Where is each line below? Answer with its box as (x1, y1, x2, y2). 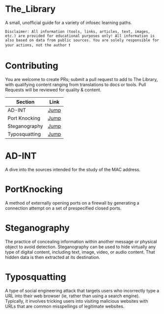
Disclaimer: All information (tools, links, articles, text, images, (5, 29, 151, 34)
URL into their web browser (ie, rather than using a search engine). (5, 293, 140, 299)
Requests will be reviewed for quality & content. (5, 87, 102, 93)
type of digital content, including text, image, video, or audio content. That (5, 249, 156, 255)
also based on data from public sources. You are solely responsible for (5, 38, 160, 43)
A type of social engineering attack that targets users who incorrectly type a (5, 288, 160, 293)
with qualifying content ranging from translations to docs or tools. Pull (5, 81, 146, 87)
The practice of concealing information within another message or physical (5, 238, 157, 244)
